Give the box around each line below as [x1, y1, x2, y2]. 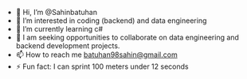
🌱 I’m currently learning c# [15, 24, 104, 33]
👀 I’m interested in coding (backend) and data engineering [15, 16, 207, 25]
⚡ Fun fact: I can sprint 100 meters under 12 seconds [15, 62, 189, 71]
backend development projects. [15, 41, 120, 51]
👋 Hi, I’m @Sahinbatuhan [15, 8, 98, 17]
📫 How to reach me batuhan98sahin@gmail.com [15, 50, 178, 59]
